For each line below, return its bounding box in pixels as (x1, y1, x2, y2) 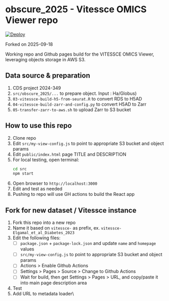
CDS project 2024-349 (12, 85, 61, 91)
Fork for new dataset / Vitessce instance (5, 206, 136, 215)
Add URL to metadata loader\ (12, 291, 74, 297)
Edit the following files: (12, 235, 61, 241)
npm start (12, 171, 34, 177)
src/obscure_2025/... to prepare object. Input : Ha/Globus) (12, 90, 137, 96)
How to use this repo (5, 121, 72, 130)
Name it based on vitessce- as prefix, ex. (12, 225, 100, 231)
